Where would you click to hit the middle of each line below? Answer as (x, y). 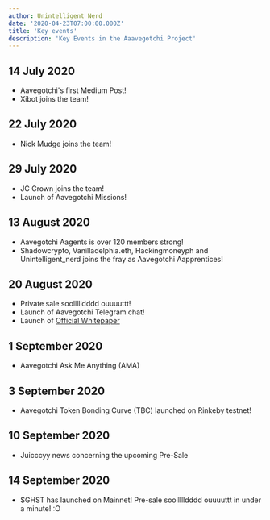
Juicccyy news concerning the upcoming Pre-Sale (104, 455)
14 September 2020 (59, 480)
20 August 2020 (50, 284)
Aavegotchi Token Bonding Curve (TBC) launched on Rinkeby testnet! (136, 410)
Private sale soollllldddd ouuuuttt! (75, 304)
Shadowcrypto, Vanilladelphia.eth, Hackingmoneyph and (114, 250)
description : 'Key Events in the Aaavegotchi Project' (102, 38)
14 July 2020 (42, 71)
